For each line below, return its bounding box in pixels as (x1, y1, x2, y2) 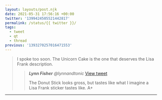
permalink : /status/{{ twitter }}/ (5, 20, 77, 25)
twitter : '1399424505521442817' (5, 16, 70, 21)
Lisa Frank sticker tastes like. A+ (28, 85, 93, 90)
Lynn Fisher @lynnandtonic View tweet (28, 70, 108, 76)
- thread (9, 38, 27, 43)
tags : (5, 25, 16, 30)
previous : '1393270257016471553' (5, 43, 72, 48)
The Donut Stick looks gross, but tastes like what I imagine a (28, 80, 149, 86)
